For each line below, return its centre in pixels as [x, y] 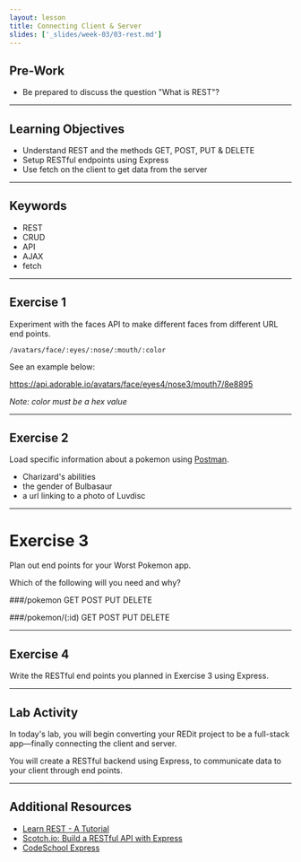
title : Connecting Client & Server [76, 26]
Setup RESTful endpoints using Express [95, 160]
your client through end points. [66, 771]
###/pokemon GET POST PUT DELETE [81, 600]
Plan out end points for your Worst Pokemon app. [100, 565]
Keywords [38, 206]
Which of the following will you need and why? [95, 583]
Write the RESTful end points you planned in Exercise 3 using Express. [139, 676]
